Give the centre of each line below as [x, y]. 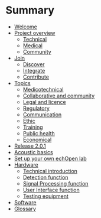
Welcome [26, 27]
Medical [32, 45]
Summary [30, 10]
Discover [34, 64]
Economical [37, 139]
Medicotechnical [43, 89]
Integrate [34, 70]
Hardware [26, 165]
